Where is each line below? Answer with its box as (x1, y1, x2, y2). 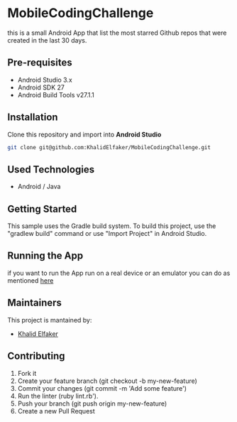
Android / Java (17, 183, 61, 191)
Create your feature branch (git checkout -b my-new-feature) (17, 377, 197, 385)
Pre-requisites (7, 57, 72, 69)
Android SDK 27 (17, 83, 65, 92)
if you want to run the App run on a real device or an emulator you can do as (7, 269, 231, 277)
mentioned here (7, 276, 54, 285)
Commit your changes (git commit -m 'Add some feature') (17, 384, 187, 392)
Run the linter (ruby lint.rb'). (17, 391, 99, 400)
